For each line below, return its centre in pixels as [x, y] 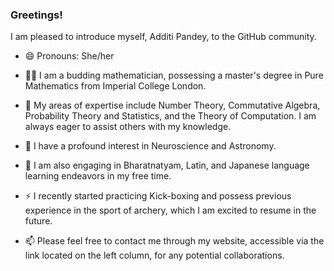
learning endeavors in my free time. [98, 176]
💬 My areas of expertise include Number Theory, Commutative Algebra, [172, 105]
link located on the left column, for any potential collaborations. [154, 255]
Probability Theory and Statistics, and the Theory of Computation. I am [170, 116]
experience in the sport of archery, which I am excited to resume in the [170, 210]
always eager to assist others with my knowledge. [128, 127]
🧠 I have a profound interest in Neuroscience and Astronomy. [150, 146]
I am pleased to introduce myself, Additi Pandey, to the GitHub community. [163, 37]
